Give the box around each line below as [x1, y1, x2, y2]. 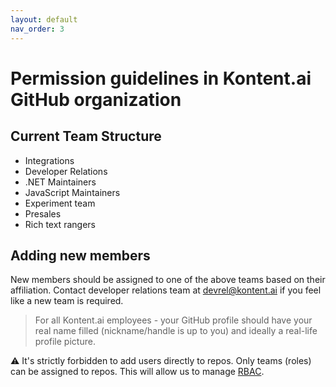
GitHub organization [10, 88, 182, 111]
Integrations [24, 154, 75, 166]
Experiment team [24, 197, 96, 209]
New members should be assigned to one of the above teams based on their [10, 274, 326, 286]
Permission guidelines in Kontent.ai [10, 67, 312, 90]
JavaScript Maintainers [24, 186, 121, 198]
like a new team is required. [10, 295, 124, 307]
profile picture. [34, 336, 96, 348]
